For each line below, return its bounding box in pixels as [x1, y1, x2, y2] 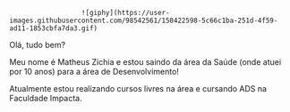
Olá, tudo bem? [9, 40, 65, 50]
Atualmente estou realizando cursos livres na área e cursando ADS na [9, 84, 267, 93]
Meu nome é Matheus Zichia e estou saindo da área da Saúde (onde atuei [9, 57, 282, 67]
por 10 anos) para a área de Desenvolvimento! [9, 67, 179, 76]
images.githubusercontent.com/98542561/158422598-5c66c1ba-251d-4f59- [9, 16, 278, 25]
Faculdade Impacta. [9, 93, 82, 103]
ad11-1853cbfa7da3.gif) [9, 24, 98, 33]
